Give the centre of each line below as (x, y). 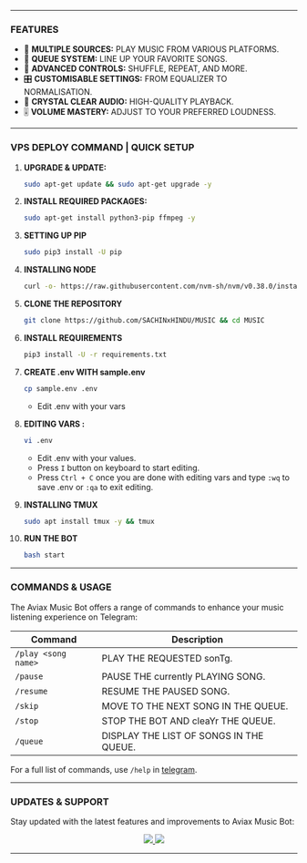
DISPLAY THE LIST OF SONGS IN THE (183, 735)
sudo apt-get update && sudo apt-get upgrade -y (118, 184)
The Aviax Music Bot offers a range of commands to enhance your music (147, 607)
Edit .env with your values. (87, 457)
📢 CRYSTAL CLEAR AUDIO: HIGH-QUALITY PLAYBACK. (129, 102)
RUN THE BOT (51, 539)
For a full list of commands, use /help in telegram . (104, 769)
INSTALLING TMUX (61, 504)
